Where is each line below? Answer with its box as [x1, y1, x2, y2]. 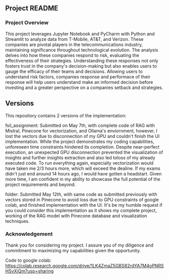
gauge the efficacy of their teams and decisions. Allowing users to [5, 68, 143, 74]
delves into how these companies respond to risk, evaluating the [5, 52, 140, 58]
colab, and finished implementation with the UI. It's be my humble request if [5, 202, 162, 208]
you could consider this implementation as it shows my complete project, [5, 207, 157, 213]
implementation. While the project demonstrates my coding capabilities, [5, 138, 155, 145]
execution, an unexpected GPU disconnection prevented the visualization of [5, 149, 163, 155]
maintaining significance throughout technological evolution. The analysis [5, 46, 158, 53]
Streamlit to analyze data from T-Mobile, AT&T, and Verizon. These [5, 36, 144, 42]
